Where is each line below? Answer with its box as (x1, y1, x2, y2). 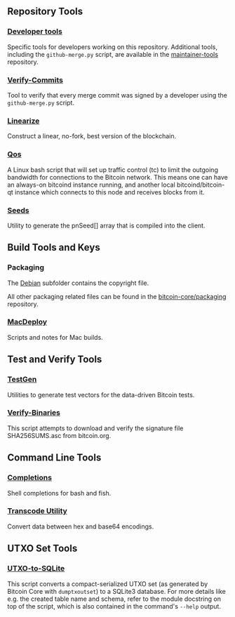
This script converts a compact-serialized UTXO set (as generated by (7, 579, 208, 588)
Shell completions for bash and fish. (7, 489, 112, 497)
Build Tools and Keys (7, 241, 100, 253)
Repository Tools (7, 6, 83, 18)
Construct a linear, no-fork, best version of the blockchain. (7, 132, 177, 140)
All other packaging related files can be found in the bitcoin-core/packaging (7, 292, 227, 300)
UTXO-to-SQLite (7, 564, 65, 573)
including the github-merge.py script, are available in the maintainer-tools (7, 50, 219, 58)
